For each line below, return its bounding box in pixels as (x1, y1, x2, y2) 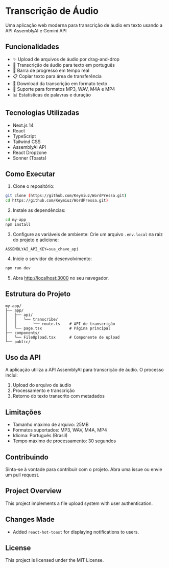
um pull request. (5, 472, 40, 478)
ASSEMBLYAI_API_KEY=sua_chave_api (5, 246, 79, 251)
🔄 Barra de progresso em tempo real (12, 67, 89, 73)
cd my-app (5, 217, 27, 223)
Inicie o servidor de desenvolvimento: (12, 256, 92, 262)
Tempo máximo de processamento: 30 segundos (12, 438, 116, 444)
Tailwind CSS (12, 139, 41, 145)
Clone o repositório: (12, 183, 55, 189)
